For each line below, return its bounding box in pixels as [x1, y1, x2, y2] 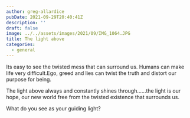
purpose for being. [6, 76, 52, 83]
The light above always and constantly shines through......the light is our [6, 87, 181, 94]
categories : [6, 42, 35, 48]
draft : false [6, 25, 38, 31]
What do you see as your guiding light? [6, 104, 101, 112]
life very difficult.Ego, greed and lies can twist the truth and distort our [6, 69, 177, 77]
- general [11, 47, 35, 53]
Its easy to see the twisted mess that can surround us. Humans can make [6, 63, 185, 70]
